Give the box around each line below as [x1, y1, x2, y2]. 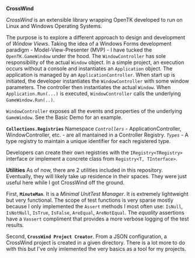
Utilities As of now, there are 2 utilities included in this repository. [6, 167, 163, 174]
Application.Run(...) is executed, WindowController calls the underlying [6, 90, 181, 97]
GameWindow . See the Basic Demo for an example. [6, 114, 123, 121]
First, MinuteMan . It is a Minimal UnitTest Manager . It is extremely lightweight [6, 191, 189, 197]
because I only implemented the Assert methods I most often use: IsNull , [6, 203, 183, 210]
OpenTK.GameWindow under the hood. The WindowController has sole [6, 53, 166, 59]
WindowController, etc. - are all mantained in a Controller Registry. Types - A [6, 131, 189, 138]
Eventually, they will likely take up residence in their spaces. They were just [6, 173, 187, 179]
